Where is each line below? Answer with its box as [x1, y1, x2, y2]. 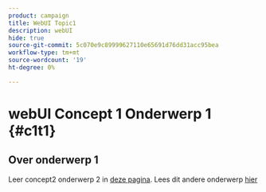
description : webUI [8, 26, 73, 34]
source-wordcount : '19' [8, 57, 88, 65]
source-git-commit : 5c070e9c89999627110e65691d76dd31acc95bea [8, 41, 219, 49]
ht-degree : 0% [8, 64, 56, 72]
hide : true [8, 33, 45, 42]
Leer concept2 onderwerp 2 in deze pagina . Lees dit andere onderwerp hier [8, 174, 258, 184]
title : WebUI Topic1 [8, 19, 77, 27]
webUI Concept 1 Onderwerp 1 [8, 104, 212, 123]
